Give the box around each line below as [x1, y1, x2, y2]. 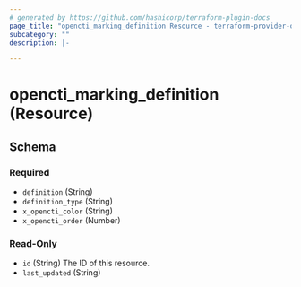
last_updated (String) [21, 267, 101, 278]
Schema [9, 139, 56, 154]
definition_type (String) [21, 196, 114, 207]
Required [9, 166, 50, 178]
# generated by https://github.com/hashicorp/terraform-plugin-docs [9, 13, 271, 22]
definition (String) [21, 187, 93, 197]
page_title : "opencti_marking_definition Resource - [9, 22, 211, 30]
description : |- [9, 38, 70, 48]
